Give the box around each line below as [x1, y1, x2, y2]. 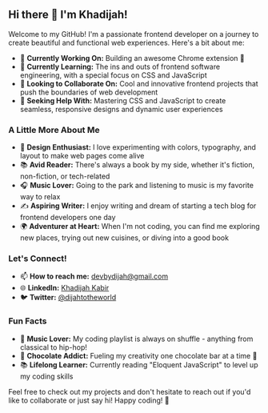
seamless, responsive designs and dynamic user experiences [19, 104, 223, 114]
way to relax [19, 192, 61, 202]
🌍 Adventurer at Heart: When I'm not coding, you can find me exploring [19, 222, 260, 231]
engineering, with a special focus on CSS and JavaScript [19, 70, 207, 80]
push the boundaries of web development [19, 87, 158, 97]
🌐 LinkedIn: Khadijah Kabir [19, 283, 110, 293]
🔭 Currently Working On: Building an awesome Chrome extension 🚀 [19, 53, 246, 62]
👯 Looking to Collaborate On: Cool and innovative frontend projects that [19, 78, 258, 88]
